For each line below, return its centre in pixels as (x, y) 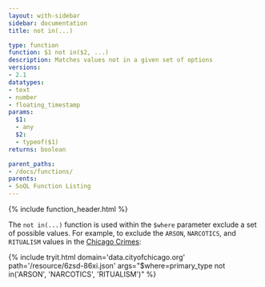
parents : (23, 179)
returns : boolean (37, 149)
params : (21, 112)
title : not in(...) (41, 30)
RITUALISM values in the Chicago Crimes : (75, 242)
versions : (25, 68)
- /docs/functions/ (41, 172)
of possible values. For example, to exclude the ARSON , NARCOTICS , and (122, 233)
